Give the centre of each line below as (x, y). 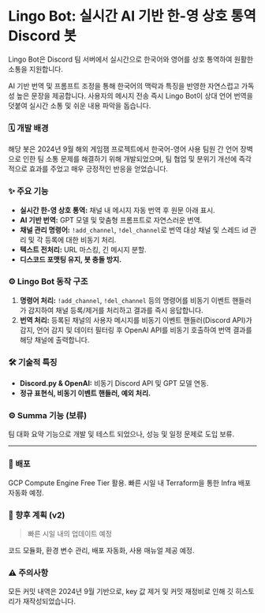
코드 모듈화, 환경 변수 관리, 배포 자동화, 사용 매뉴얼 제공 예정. (101, 551)
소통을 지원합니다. (36, 69)
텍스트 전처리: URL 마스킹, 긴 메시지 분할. (83, 249)
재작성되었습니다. (49, 601)
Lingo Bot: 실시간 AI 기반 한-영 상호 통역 (132, 16)
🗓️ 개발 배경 (28, 128)
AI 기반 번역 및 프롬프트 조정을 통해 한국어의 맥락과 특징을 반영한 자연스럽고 (124, 86)
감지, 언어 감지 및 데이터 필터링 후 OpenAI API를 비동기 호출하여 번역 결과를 (136, 330)
